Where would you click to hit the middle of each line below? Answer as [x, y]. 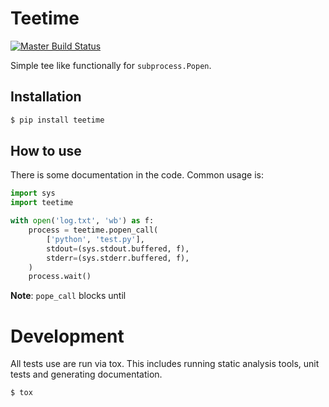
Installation [46, 97]
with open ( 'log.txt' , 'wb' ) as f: [82, 221]
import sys [33, 193]
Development [67, 336]
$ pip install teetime [57, 120]
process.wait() [60, 277]
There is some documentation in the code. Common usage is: [137, 175]
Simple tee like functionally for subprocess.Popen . [111, 65]
